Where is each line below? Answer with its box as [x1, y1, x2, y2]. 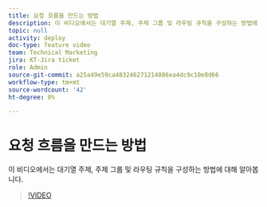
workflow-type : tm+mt [8, 78, 80, 86]
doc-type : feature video [8, 41, 91, 49]
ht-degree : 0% [8, 93, 56, 101]
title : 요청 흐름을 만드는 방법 [8, 11, 99, 20]
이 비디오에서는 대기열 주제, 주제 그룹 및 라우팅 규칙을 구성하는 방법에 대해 [8, 165, 238, 174]
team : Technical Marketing [8, 49, 98, 57]
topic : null [8, 26, 48, 34]
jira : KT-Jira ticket [8, 57, 80, 64]
